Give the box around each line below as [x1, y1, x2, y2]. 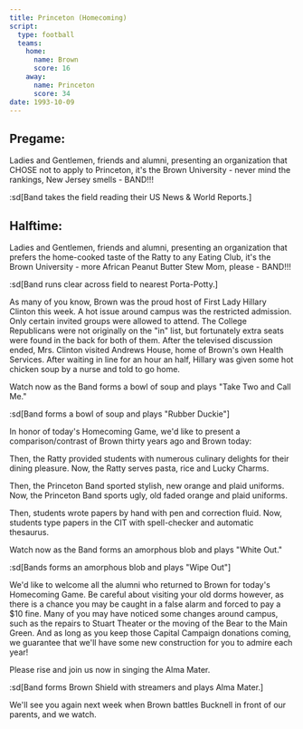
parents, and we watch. [9, 709, 97, 720]
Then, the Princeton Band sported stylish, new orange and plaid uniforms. [9, 481, 285, 491]
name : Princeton [33, 81, 95, 90]
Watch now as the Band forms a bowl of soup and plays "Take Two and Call [9, 381, 291, 392]
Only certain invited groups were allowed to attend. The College [9, 316, 247, 326]
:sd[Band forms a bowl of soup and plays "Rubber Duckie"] [9, 408, 231, 419]
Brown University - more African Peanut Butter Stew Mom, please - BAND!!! [9, 262, 292, 272]
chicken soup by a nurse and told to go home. [9, 364, 181, 374]
